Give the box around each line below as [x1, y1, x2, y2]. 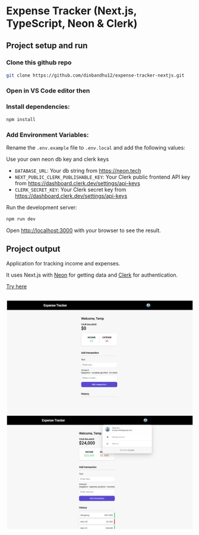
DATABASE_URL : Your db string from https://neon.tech [14, 167, 141, 175]
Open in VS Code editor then [6, 86, 90, 94]
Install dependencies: [6, 102, 70, 110]
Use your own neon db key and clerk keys [6, 156, 109, 163]
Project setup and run [6, 40, 88, 50]
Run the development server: [6, 204, 77, 211]
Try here [6, 283, 27, 290]
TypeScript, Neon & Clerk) [6, 17, 138, 30]
